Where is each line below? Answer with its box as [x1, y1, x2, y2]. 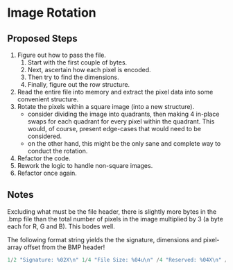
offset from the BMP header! [24, 243, 105, 251]
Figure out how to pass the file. [17, 51, 106, 59]
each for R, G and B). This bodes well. [7, 222, 116, 230]
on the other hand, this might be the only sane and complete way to [27, 140, 221, 147]
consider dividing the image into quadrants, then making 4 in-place [27, 110, 220, 118]
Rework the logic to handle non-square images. [17, 162, 153, 169]
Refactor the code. [17, 154, 71, 162]
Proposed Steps [7, 33, 78, 44]
